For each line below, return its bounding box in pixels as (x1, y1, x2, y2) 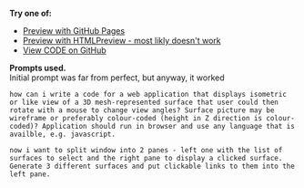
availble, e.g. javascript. (9, 130, 117, 139)
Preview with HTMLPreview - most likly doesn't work (22, 36, 221, 46)
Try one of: (9, 8, 53, 18)
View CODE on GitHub (22, 45, 106, 56)
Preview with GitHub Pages (22, 26, 126, 36)
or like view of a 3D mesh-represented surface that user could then (9, 98, 279, 107)
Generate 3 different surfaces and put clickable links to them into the (9, 162, 296, 171)
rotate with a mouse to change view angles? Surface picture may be (9, 106, 275, 115)
